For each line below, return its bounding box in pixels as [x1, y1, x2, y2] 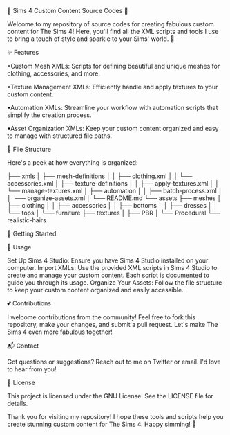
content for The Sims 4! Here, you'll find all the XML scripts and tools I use [7, 28, 219, 35]
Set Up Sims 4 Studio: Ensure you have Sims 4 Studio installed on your [7, 256, 209, 265]
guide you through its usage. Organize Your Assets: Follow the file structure [7, 278, 222, 287]
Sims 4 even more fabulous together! [7, 328, 113, 336]
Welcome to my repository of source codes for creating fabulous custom [7, 20, 214, 28]
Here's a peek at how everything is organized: [7, 159, 138, 166]
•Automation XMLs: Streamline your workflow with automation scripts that [7, 104, 219, 112]
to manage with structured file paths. [7, 132, 113, 140]
